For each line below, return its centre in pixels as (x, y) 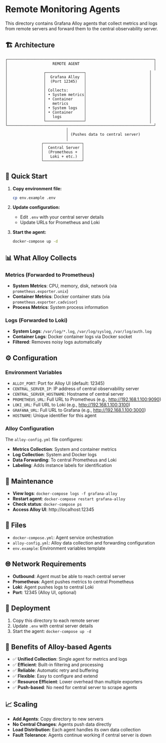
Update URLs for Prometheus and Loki (60, 223)
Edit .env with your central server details (62, 217)
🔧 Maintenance (29, 481)
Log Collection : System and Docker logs (55, 455)
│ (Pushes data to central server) (103, 134)
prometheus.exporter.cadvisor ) (45, 302)
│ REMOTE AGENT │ (81, 64)
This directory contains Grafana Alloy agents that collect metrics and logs (81, 23)
